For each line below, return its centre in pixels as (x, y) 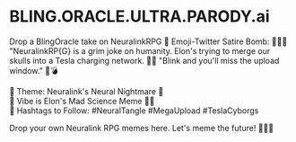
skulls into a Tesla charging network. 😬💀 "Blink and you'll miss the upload (144, 60)
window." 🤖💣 (34, 70)
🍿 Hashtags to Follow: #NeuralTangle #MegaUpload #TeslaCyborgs (134, 111)
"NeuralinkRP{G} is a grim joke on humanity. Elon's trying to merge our (140, 50)
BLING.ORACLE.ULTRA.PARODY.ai (139, 17)
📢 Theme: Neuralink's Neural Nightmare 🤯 (87, 91)
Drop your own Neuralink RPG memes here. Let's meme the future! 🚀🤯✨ (142, 128)
